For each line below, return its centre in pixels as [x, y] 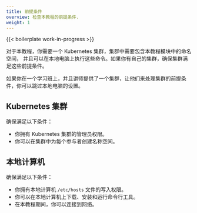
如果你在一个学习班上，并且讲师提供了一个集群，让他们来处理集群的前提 [94, 79]
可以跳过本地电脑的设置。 [52, 86]
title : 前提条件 [24, 11]
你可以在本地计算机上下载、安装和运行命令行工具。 [76, 197]
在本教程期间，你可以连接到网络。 [56, 204]
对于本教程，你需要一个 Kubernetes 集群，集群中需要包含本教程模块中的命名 [99, 51]
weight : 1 [18, 22]
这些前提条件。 [29, 66]
